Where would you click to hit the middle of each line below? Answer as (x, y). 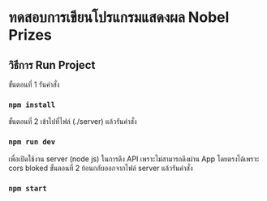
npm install (32, 105)
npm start (28, 188)
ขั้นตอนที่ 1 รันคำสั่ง (34, 84)
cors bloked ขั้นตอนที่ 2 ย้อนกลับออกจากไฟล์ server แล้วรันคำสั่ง (101, 168)
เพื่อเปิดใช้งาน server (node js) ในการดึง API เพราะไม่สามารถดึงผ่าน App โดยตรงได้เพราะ (134, 159)
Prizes (30, 35)
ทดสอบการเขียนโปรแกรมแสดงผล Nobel (119, 17)
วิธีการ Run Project (52, 65)
